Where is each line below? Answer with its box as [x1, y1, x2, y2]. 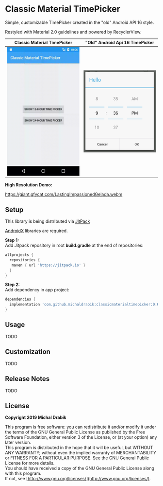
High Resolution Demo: [5, 182, 52, 188]
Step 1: [5, 237, 19, 243]
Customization [5, 348, 51, 356]
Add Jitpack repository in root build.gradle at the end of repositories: [5, 242, 144, 249]
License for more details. [5, 460, 55, 466]
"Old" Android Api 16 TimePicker [85, 40, 154, 46]
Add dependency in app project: [5, 287, 69, 293]
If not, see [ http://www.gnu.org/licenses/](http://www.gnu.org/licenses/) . [5, 476, 151, 482]
